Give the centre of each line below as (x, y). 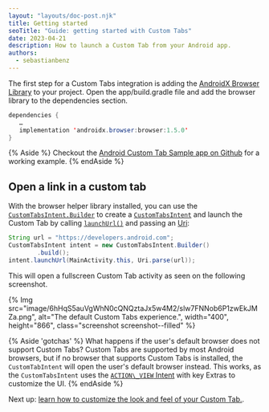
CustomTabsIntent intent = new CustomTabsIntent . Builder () (109, 246)
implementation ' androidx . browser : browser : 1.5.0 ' (104, 130)
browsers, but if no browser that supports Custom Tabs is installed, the (126, 357)
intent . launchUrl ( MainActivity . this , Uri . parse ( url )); (102, 260)
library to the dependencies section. (68, 100)
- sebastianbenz (43, 61)
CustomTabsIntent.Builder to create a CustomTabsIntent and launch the (126, 214)
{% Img (21, 300)
